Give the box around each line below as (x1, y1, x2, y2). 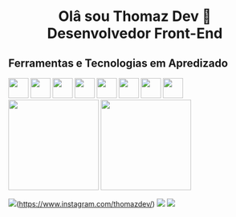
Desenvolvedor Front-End (47, 24, 223, 43)
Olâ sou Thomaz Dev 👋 (58, 7, 212, 26)
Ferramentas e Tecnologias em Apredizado (8, 56, 229, 70)
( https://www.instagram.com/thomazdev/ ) (16, 199, 155, 208)
